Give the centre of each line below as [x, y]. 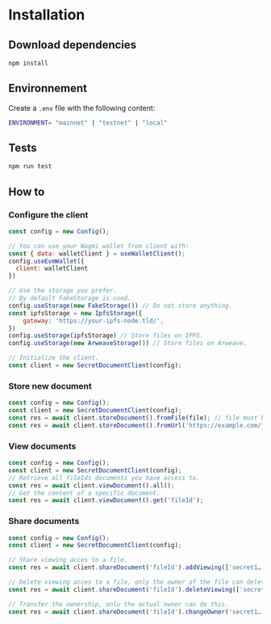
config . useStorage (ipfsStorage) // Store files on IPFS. [106, 336]
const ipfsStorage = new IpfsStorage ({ [75, 313]
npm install [28, 63]
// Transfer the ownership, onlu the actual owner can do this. [119, 604]
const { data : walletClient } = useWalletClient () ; [97, 253]
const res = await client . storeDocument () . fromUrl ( [97, 425]
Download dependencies [73, 45]
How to [27, 192]
